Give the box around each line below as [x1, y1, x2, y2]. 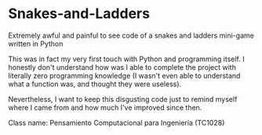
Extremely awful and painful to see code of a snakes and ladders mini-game [8, 31, 255, 40]
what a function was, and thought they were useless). [8, 79, 182, 89]
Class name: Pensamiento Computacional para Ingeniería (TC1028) [8, 118, 225, 127]
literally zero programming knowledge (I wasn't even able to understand [8, 71, 241, 80]
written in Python [8, 38, 64, 48]
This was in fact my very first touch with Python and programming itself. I [8, 54, 245, 64]
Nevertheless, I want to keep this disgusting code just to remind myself [8, 94, 238, 104]
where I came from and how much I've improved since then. [8, 103, 202, 112]
